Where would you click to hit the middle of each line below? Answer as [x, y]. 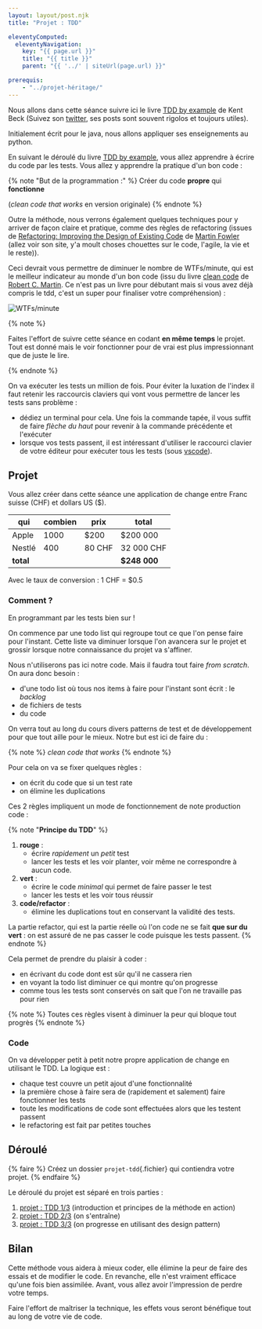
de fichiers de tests [50, 705]
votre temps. [29, 1293]
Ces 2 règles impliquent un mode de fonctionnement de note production [124, 806]
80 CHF [99, 548]
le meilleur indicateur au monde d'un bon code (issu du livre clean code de [129, 276]
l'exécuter [36, 434]
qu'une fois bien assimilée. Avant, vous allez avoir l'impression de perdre [125, 1284]
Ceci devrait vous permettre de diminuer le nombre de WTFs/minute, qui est [131, 268]
